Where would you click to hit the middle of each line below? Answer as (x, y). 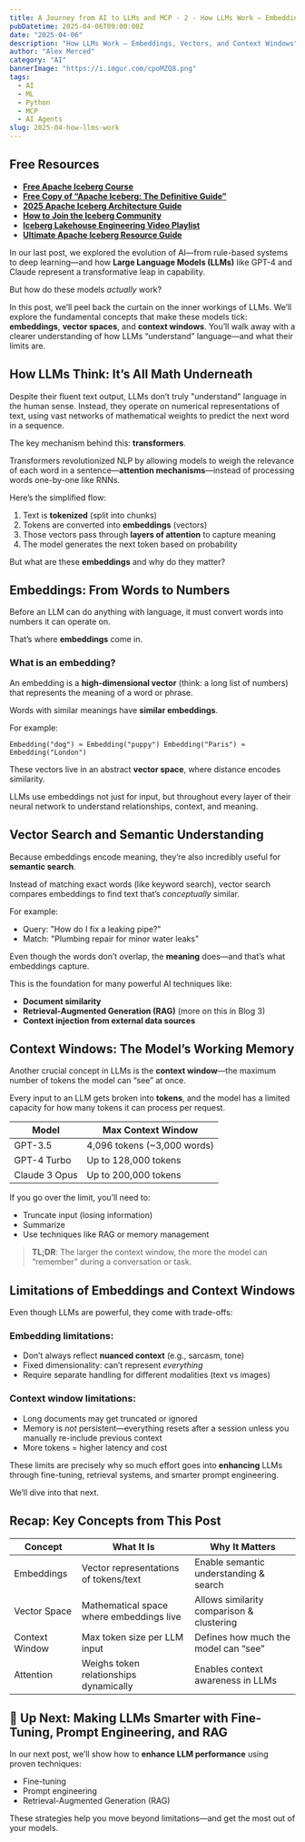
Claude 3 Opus (46, 1175)
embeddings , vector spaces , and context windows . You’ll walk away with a (152, 326)
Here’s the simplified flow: (58, 498)
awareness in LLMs (236, 1680)
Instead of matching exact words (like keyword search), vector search (140, 884)
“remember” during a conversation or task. (112, 1262)
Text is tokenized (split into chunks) (89, 515)
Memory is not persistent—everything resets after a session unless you (156, 1428)
